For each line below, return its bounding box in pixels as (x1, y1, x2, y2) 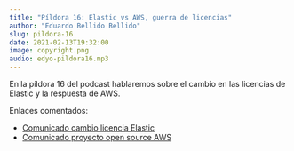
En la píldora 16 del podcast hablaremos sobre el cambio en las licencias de (9, 79, 286, 89)
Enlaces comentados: (9, 106, 89, 115)
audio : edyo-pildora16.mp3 (9, 54, 109, 63)
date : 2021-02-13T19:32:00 (9, 37, 109, 47)
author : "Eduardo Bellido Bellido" (9, 21, 141, 30)
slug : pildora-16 (9, 29, 74, 38)
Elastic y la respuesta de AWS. (9, 88, 121, 99)
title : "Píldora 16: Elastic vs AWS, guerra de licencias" (9, 12, 233, 22)
